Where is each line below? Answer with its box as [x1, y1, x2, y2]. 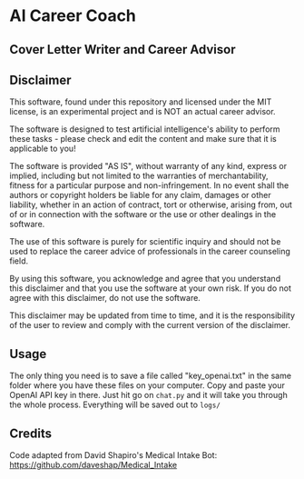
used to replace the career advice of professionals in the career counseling [9, 246, 290, 257]
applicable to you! [9, 143, 76, 155]
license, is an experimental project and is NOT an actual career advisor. [9, 106, 276, 117]
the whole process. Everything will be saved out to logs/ [9, 399, 221, 410]
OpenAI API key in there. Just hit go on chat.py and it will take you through [9, 390, 288, 401]
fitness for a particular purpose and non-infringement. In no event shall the [9, 180, 289, 191]
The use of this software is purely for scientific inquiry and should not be [9, 236, 281, 247]
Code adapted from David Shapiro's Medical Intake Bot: [9, 450, 218, 461]
